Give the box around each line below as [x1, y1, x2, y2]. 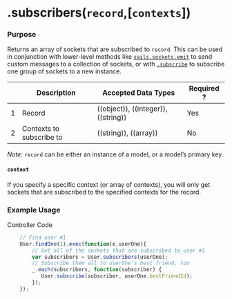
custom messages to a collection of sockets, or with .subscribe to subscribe [7, 60, 225, 69]
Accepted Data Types [102, 88, 175, 98]
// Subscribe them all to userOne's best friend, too [32, 260, 190, 267]
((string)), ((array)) [97, 128, 158, 138]
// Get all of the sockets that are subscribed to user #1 [32, 247, 206, 254]
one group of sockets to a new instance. [7, 67, 122, 75]
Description [37, 88, 76, 98]
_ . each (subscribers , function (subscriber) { [32, 266, 162, 273]
